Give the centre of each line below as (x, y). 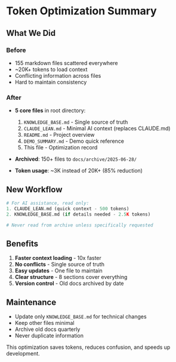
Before (16, 50)
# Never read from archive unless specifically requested (80, 225)
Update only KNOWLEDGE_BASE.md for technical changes (81, 317)
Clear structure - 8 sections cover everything (71, 277)
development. (23, 354)
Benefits (22, 243)
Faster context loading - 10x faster (58, 258)
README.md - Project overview (59, 135)
